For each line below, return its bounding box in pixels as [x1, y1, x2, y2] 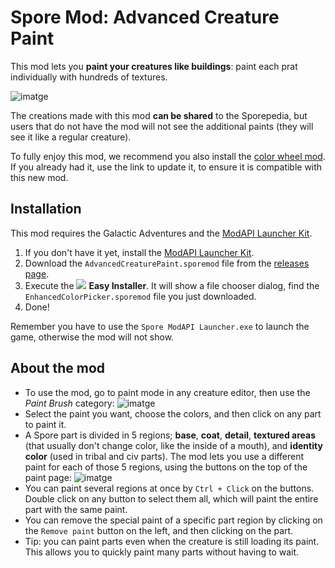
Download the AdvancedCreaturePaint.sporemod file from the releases [24, 257, 310, 269]
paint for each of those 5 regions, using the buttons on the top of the [24, 461, 308, 473]
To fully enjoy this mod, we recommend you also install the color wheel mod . [10, 150, 326, 162]
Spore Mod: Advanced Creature [10, 6, 280, 29]
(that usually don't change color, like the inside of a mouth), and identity [24, 439, 323, 451]
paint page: [24, 471, 72, 483]
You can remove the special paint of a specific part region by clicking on [24, 514, 323, 526]
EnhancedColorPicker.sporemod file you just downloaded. [24, 290, 257, 302]
